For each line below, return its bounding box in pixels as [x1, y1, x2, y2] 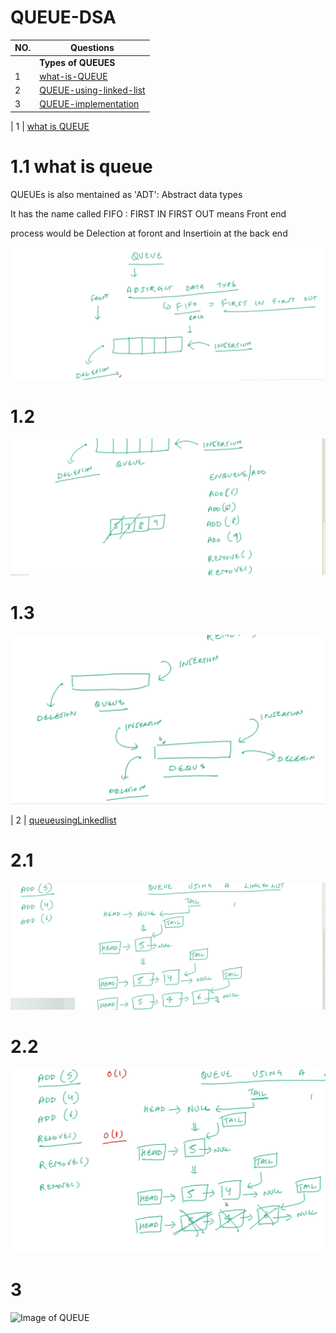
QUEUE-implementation [39, 98, 140, 110]
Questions [70, 42, 115, 54]
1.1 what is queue [10, 156, 153, 178]
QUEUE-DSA [10, 6, 117, 29]
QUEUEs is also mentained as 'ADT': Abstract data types [10, 188, 243, 200]
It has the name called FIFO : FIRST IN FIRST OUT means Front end [10, 207, 287, 220]
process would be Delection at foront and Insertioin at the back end [10, 227, 288, 239]
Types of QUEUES [39, 56, 116, 68]
